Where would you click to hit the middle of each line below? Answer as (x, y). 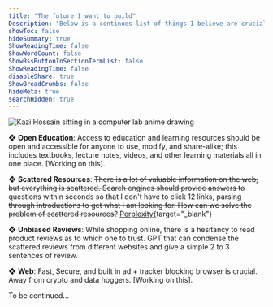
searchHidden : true (41, 99)
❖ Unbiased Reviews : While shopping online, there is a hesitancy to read (132, 230)
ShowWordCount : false (45, 54)
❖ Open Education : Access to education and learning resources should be (134, 138)
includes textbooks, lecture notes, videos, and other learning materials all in (135, 155)
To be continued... (39, 296)
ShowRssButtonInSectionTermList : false (76, 62)
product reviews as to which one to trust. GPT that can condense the (124, 238)
